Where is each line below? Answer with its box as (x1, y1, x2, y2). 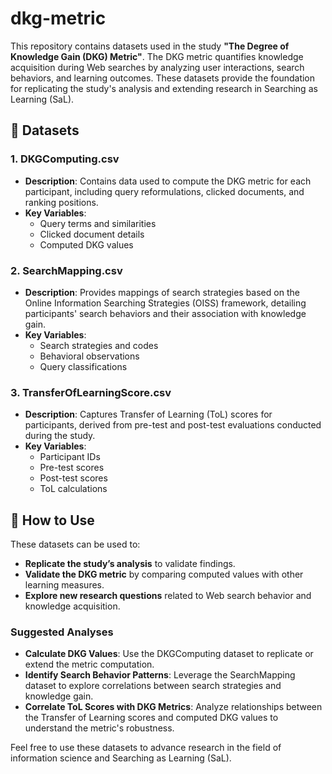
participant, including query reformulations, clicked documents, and (24, 185, 305, 197)
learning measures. (24, 579, 105, 591)
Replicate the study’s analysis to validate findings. (24, 558, 236, 570)
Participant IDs (39, 451, 101, 463)
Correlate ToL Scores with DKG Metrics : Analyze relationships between (24, 701, 323, 713)
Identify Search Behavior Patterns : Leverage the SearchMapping (24, 669, 296, 681)
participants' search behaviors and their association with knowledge (24, 307, 307, 319)
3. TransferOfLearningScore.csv (10, 385, 172, 399)
